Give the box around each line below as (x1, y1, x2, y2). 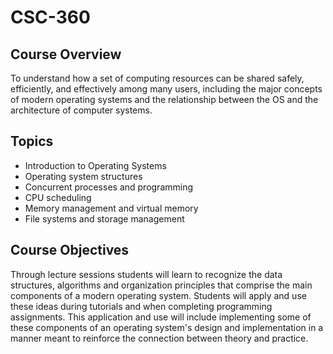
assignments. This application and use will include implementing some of (10, 311, 312, 323)
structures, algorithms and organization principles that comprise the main (10, 279, 313, 291)
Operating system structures (24, 170, 143, 182)
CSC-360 (10, 6, 91, 29)
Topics (10, 133, 54, 150)
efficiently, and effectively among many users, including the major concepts (10, 83, 323, 95)
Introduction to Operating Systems (24, 159, 167, 171)
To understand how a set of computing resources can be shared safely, (10, 72, 305, 84)
